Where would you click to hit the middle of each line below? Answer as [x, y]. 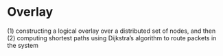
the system [23, 45]
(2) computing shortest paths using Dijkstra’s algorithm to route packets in [112, 38]
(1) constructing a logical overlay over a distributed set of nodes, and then [111, 31]
